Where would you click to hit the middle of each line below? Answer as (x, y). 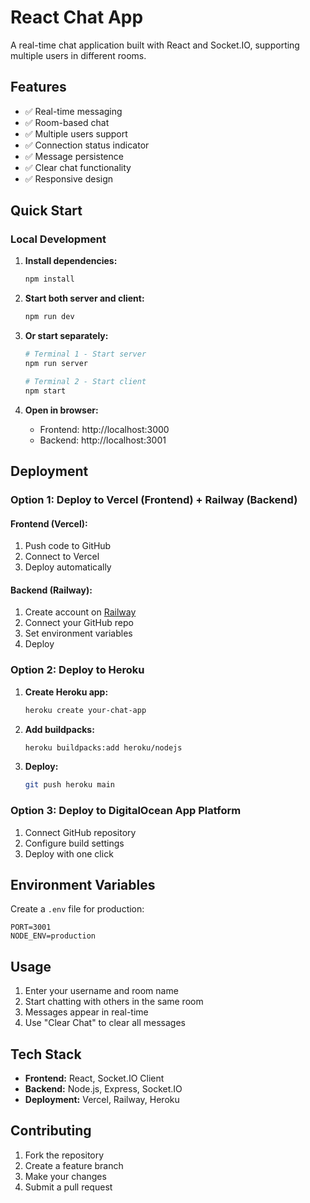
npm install (49, 279)
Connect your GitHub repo (79, 623)
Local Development (58, 239)
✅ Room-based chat (67, 122)
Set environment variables (78, 633)
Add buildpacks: (59, 729)
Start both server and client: (84, 298)
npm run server (56, 364)
